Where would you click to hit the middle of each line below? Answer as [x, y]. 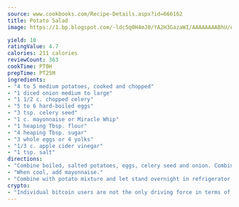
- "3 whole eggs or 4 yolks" [51, 139]
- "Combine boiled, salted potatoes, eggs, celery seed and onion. [110, 166]
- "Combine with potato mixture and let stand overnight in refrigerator [119, 179]
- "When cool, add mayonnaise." [55, 172]
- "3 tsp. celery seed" [43, 113]
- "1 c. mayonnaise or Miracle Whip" [63, 120]
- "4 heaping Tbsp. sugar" [47, 132]
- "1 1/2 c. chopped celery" [51, 100]
